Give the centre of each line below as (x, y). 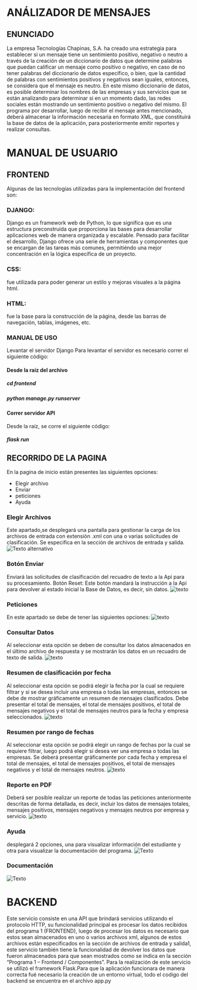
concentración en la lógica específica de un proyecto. (72, 254)
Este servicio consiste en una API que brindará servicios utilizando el (90, 918)
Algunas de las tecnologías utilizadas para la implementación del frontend (96, 189)
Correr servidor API (31, 413)
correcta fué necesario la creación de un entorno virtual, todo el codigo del (97, 974)
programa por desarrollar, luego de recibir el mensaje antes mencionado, (95, 111)
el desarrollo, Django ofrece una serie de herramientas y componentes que (97, 242)
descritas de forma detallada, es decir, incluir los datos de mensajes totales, (98, 804)
